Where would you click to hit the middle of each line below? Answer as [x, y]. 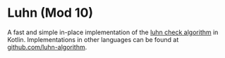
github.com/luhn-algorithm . [47, 47]
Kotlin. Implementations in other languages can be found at [93, 39]
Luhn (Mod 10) [50, 13]
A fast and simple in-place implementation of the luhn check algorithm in [113, 32]
